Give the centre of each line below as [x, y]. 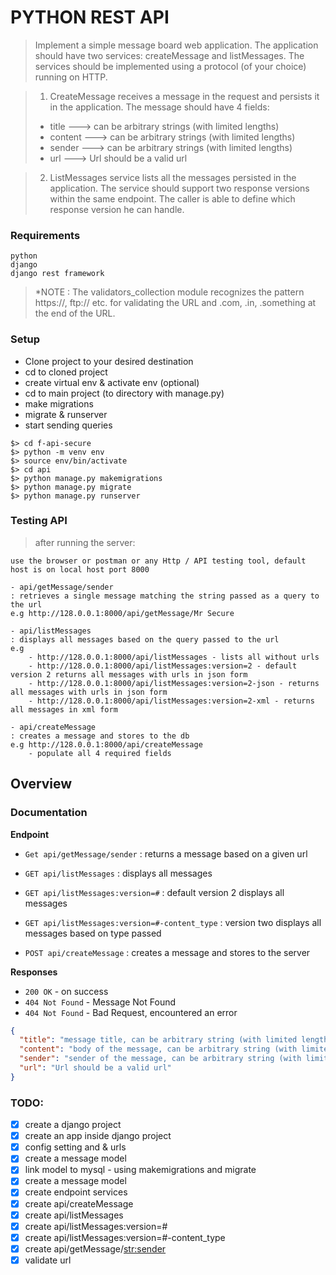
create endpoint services [76, 1192]
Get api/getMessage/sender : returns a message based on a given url [166, 853]
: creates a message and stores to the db [100, 736]
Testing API [39, 521]
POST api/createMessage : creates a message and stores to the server [167, 952]
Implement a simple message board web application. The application [176, 45]
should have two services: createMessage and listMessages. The [169, 55]
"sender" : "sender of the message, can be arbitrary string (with [160, 1059]
